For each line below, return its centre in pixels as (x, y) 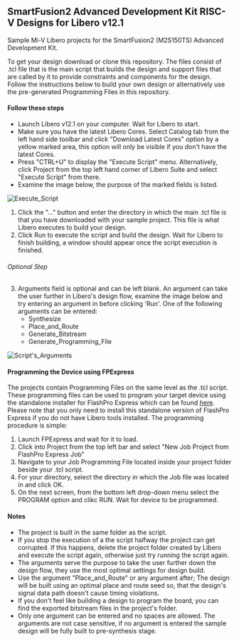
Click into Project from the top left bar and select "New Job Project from (123, 447)
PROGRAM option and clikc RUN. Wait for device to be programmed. (118, 500)
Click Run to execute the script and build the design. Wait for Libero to (120, 235)
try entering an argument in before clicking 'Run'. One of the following (120, 304)
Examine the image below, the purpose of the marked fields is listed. (118, 185)
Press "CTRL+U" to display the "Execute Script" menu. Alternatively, (118, 162)
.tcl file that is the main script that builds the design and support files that (115, 69)
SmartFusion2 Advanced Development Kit (102, 12)
